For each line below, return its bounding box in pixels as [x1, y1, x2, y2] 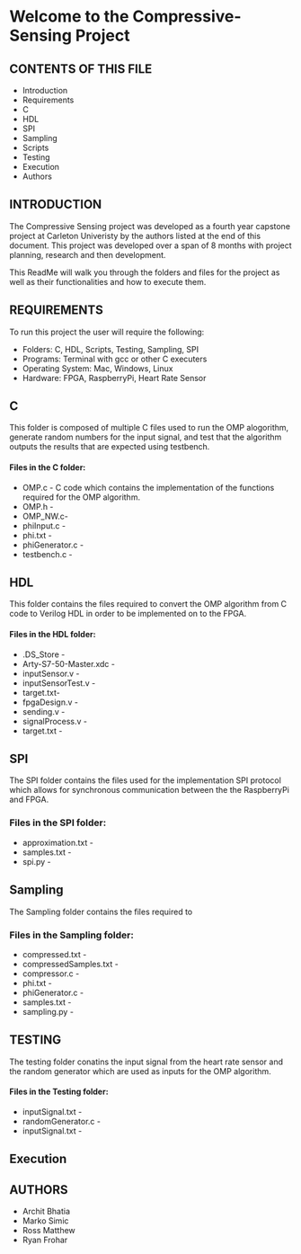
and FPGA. [9, 794, 49, 805]
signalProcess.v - [22, 716, 88, 726]
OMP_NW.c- [22, 511, 69, 521]
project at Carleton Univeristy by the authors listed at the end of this [9, 230, 261, 241]
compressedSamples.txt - [22, 958, 119, 969]
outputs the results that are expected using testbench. [9, 441, 210, 452]
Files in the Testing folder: [9, 1086, 110, 1098]
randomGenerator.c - [22, 1116, 102, 1126]
